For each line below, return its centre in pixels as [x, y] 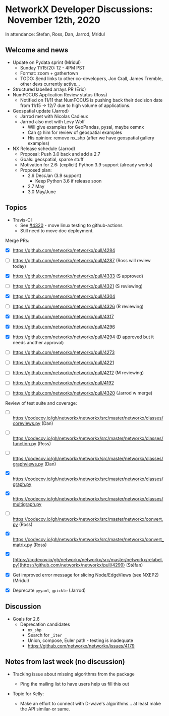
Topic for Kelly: [28, 694]
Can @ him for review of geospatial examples [75, 132]
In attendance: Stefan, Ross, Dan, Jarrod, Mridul [55, 34]
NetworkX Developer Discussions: [79, 9]
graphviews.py [28, 464]
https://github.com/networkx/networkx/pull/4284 [64, 250]
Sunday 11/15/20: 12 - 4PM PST [52, 67]
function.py [24, 444]
